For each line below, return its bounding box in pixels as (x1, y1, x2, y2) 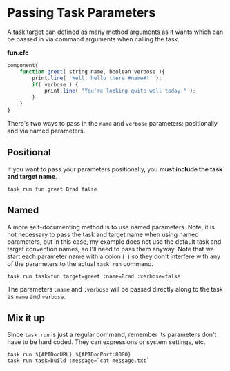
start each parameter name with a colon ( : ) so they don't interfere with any (7, 252, 221, 260)
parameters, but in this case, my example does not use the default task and (7, 237, 222, 246)
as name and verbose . (7, 292, 66, 301)
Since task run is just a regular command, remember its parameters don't (7, 330, 217, 339)
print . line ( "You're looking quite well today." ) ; (44, 88, 196, 95)
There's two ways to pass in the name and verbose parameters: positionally (7, 119, 218, 127)
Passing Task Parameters (7, 5, 156, 21)
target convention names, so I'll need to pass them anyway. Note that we (7, 245, 214, 253)
